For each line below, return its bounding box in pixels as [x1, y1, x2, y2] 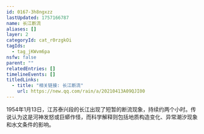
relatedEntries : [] [6, 65, 56, 72]
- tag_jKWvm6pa [12, 49, 50, 55]
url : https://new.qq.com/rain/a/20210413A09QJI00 [17, 88, 146, 94]
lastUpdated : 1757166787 [6, 15, 69, 21]
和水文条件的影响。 [6, 121, 55, 128]
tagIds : [6, 43, 26, 49]
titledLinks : [6, 77, 39, 83]
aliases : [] [6, 26, 36, 32]
